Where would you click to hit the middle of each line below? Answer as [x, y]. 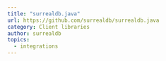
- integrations [36, 46]
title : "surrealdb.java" [44, 14]
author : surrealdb [34, 33]
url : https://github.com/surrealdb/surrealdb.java [83, 20]
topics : [19, 40]
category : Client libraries [49, 27]
